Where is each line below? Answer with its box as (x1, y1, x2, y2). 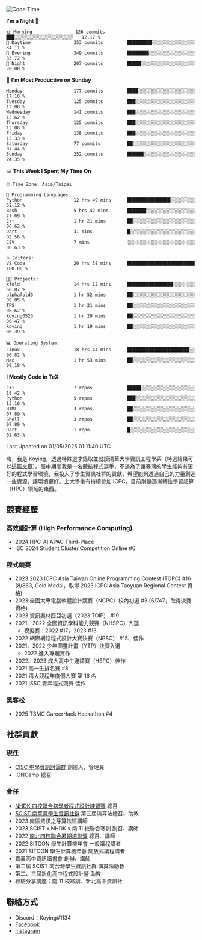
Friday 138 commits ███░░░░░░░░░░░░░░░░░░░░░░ (6, 130, 195, 136)
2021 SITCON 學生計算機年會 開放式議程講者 (14, 847, 126, 855)
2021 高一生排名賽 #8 (14, 664, 69, 672)
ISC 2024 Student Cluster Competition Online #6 (14, 545, 136, 552)
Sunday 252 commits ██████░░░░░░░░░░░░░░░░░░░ (6, 151, 195, 157)
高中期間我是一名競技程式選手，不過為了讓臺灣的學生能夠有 (40, 463, 188, 469)
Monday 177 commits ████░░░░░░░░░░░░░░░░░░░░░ (6, 88, 195, 94)
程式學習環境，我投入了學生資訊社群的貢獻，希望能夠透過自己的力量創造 (16, 470, 196, 477)
